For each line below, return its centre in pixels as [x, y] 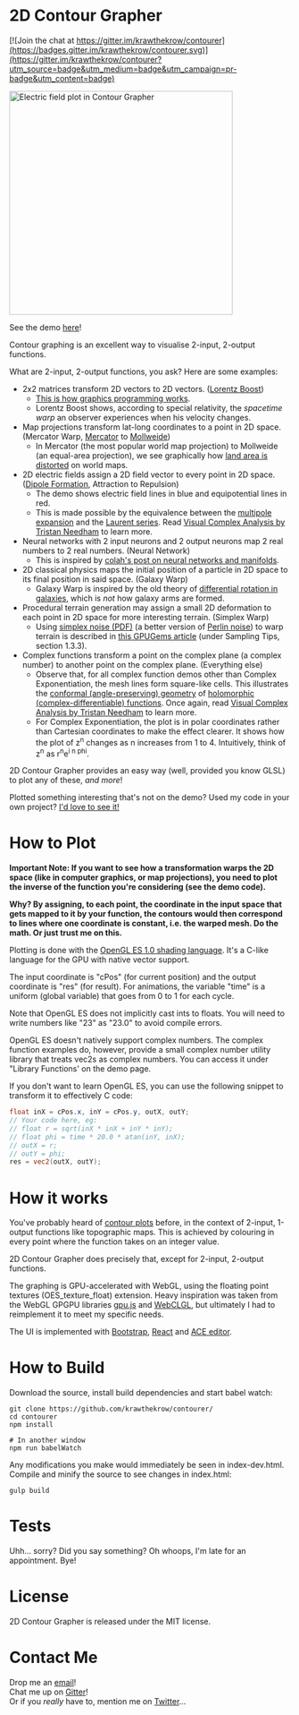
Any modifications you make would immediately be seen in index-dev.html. [147, 1465]
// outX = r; [33, 1145]
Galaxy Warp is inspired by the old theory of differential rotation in [157, 588]
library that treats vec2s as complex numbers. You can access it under [139, 1059]
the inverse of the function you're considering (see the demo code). [137, 887]
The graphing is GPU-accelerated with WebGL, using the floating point [139, 1286]
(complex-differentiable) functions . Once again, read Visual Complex [162, 703]
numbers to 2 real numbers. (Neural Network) [106, 550]
